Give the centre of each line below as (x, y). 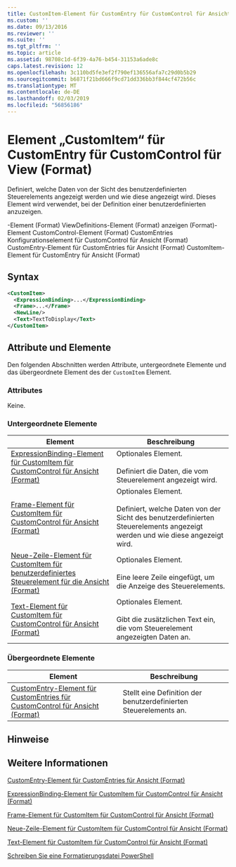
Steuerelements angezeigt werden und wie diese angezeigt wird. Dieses (112, 197)
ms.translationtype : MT (42, 86)
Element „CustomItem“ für (86, 140)
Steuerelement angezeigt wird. (167, 480)
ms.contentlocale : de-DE (44, 92)
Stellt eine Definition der (162, 692)
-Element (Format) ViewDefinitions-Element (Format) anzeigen (98, 225)
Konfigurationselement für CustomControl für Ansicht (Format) (98, 240)
